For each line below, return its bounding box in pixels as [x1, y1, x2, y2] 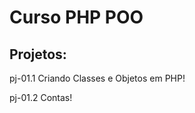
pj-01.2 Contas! [9, 92, 73, 103]
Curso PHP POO [9, 6, 144, 29]
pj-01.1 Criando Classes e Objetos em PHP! [9, 72, 186, 84]
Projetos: [9, 46, 67, 63]
